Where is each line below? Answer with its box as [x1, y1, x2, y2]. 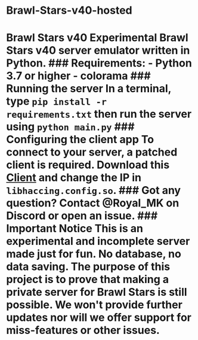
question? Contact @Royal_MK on [6, 196, 180, 210]
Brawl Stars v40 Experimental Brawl [6, 31, 189, 45]
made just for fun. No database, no [6, 247, 182, 261]
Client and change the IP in [6, 171, 142, 184]
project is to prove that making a [6, 273, 169, 286]
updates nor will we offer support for [6, 311, 192, 324]
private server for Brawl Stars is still [6, 286, 187, 299]
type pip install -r [6, 95, 107, 108]
